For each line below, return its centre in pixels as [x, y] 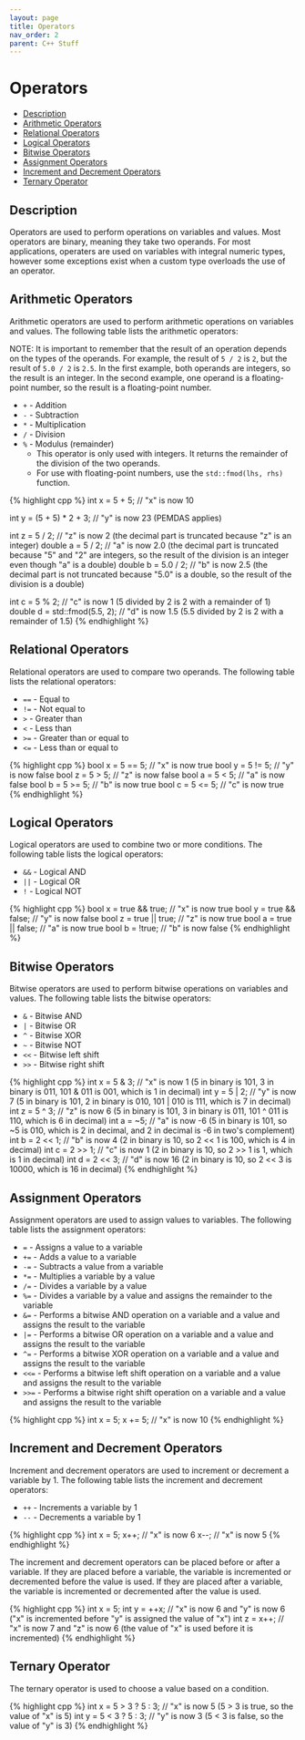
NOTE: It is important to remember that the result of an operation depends [148, 348]
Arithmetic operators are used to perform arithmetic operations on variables [152, 321]
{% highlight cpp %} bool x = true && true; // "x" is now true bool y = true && [152, 909]
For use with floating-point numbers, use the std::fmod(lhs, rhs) [160, 473]
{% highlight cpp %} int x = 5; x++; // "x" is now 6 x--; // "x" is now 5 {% [145, 1534]
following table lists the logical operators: [86, 854]
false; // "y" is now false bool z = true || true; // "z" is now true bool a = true [151, 919]
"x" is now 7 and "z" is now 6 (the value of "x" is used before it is [131, 1628]
